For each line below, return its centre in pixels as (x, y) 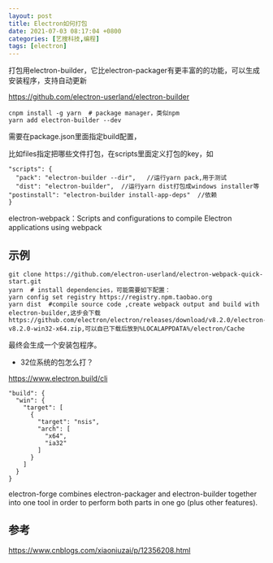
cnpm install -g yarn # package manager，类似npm (94, 113)
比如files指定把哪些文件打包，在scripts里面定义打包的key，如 (111, 154)
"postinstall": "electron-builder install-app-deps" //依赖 (113, 195)
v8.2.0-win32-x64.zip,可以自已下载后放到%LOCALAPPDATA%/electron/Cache (127, 329)
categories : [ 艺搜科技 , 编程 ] (54, 39)
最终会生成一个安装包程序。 (55, 345)
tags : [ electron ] (38, 46)
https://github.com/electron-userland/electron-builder (99, 97)
